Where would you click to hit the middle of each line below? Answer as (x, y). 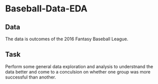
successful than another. (31, 77)
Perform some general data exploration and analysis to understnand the (79, 66)
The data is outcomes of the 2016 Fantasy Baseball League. (67, 39)
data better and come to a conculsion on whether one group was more (78, 72)
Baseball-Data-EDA (46, 9)
